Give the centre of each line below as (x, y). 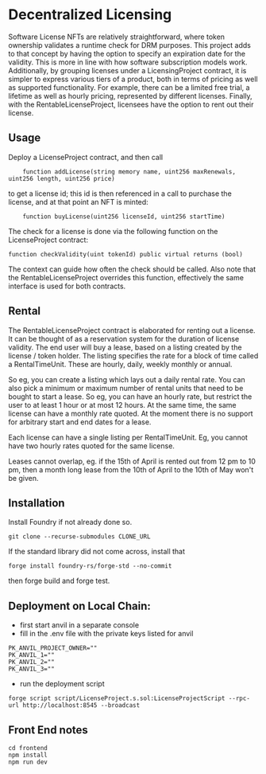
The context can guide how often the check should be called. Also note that (132, 269)
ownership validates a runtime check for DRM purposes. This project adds (130, 45)
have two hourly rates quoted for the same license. (91, 446)
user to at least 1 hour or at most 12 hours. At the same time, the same (122, 405)
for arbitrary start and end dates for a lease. (80, 422)
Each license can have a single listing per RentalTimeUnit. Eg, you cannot (128, 437)
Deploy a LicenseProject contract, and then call (86, 157)
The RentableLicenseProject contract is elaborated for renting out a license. (132, 330)
